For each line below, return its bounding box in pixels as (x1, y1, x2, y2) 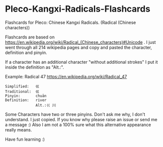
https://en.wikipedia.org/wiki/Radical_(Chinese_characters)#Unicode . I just (5, 39, 156, 45)
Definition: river (5, 97, 47, 103)
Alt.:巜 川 (36, 103, 56, 108)
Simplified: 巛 (5, 84, 40, 89)
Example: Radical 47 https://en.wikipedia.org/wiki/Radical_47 (5, 73, 127, 79)
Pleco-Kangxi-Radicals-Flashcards (5, 3, 151, 15)
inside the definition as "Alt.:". (5, 64, 64, 70)
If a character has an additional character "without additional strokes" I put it (5, 59, 158, 65)
